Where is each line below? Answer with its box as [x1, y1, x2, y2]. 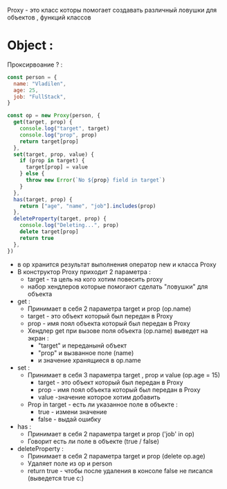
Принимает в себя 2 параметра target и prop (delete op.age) [27, 452, 206, 460]
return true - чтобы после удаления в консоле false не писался [27, 466, 213, 474]
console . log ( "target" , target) [19, 125, 110, 132]
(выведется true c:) [27, 474, 84, 482]
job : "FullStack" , [13, 93, 67, 100]
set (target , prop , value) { [13, 151, 95, 158]
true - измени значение [37, 407, 107, 415]
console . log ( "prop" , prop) [19, 131, 98, 138]
